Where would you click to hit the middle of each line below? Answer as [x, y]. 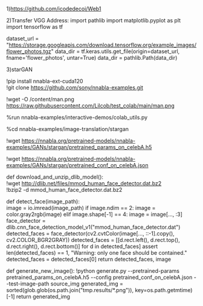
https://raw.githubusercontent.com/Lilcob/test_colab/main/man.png [91, 106]
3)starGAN [20, 69]
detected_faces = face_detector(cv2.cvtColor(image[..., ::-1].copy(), [91, 234]
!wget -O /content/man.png [40, 99]
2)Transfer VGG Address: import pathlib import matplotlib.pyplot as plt [94, 20]
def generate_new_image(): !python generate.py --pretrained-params [93, 271]
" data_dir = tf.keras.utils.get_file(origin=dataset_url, [115, 51]
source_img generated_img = [87, 284]
